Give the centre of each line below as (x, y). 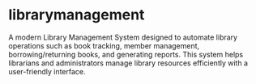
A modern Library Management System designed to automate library (123, 37)
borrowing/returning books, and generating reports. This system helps (126, 54)
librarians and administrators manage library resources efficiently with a (128, 63)
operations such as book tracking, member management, (104, 45)
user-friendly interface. (47, 71)
